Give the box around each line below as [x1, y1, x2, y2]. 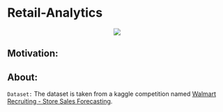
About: [7, 71, 38, 83]
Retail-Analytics [7, 5, 103, 21]
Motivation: [7, 47, 59, 60]
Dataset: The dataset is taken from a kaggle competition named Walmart [7, 90, 216, 98]
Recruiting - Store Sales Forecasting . [7, 97, 113, 106]
